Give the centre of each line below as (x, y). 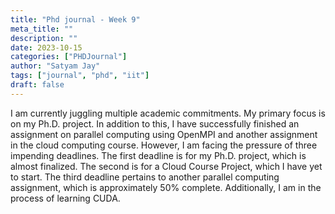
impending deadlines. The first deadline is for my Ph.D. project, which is (158, 155)
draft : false (37, 85)
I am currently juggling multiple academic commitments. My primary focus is (168, 113)
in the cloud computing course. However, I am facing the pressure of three (164, 145)
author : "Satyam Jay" (55, 66)
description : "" (44, 38)
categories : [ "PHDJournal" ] (69, 57)
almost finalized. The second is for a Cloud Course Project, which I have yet (166, 166)
